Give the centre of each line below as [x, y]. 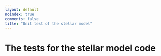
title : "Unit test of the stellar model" [49, 24]
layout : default [22, 10]
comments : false [22, 19]
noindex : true [20, 14]
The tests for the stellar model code [81, 48]
